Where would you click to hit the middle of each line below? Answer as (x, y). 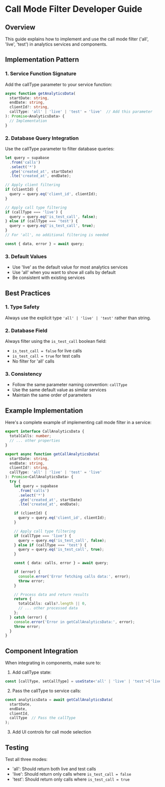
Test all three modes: (26, 759)
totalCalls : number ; (30, 436)
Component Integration (42, 651)
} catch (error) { (28, 617)
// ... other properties (35, 441)
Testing (17, 747)
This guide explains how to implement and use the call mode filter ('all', (77, 39)
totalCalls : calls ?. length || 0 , (52, 604)
